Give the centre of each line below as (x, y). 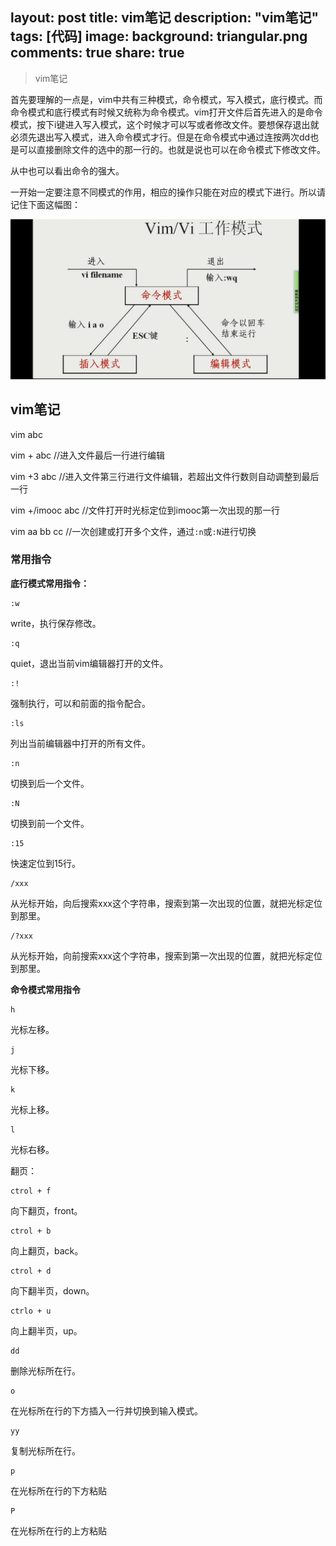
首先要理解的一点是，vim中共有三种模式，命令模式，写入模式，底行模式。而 (166, 99)
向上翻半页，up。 (46, 1330)
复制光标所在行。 (45, 1450)
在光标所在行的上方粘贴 (58, 1530)
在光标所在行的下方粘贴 (58, 1490)
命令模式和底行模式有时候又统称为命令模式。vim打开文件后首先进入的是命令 (166, 112)
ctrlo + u (31, 1311)
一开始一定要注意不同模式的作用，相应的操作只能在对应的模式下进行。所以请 (168, 192)
